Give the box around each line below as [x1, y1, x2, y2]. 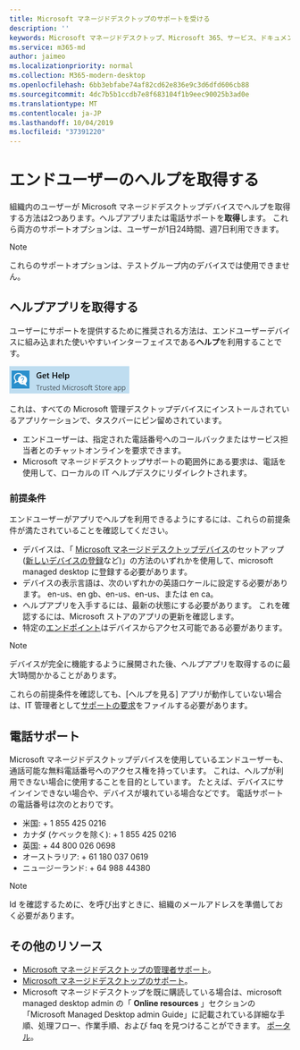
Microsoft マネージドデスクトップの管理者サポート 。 [21, 964, 216, 975]
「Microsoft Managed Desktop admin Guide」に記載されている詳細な [21, 1009, 278, 1020]
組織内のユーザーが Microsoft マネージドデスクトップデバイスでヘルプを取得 [9, 201, 291, 212]
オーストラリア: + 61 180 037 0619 [21, 851, 149, 862]
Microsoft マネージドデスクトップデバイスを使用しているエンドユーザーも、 [9, 754, 288, 765]
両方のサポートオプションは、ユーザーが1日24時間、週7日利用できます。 [16, 224, 284, 234]
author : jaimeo [9, 52, 66, 62]
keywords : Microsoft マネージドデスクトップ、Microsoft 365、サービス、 [9, 33, 261, 42]
